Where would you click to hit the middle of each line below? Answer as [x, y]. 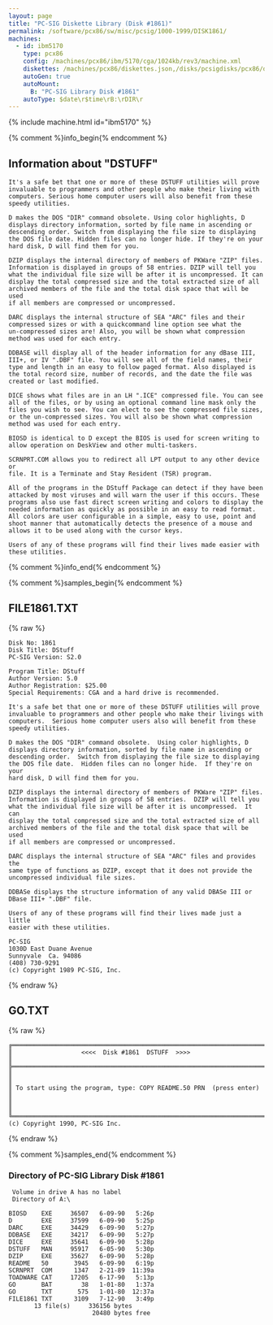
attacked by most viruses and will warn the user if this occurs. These [134, 495]
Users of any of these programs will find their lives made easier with [134, 545]
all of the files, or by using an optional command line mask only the [132, 403]
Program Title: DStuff [47, 671]
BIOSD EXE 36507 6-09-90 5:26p [81, 1213]
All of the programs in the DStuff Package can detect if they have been [136, 489]
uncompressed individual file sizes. [72, 878]
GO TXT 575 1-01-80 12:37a [81, 1292]
